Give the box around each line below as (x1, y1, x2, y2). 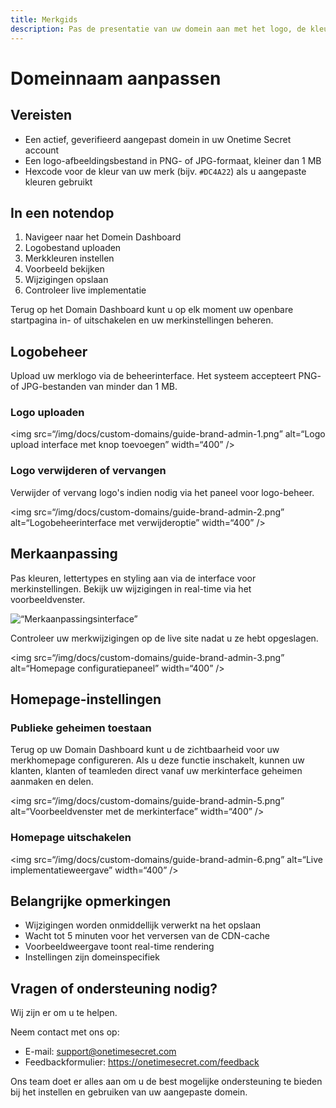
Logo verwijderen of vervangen (10, 464, 167, 478)
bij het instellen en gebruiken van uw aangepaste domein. (10, 1086, 248, 1098)
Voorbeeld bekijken (24, 263, 105, 275)
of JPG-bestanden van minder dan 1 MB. (10, 381, 178, 393)
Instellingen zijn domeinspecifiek (24, 951, 160, 963)
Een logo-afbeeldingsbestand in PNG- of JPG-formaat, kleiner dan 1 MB (24, 154, 322, 166)
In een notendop (10, 204, 115, 221)
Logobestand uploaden (24, 242, 122, 254)
